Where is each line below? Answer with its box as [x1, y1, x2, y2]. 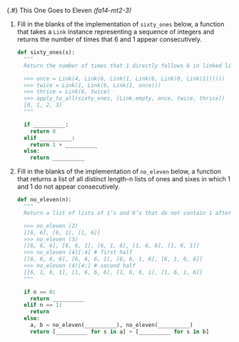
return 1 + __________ [30, 141, 98, 149]
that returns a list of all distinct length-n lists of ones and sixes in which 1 [16, 175, 231, 183]
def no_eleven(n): [16, 196, 72, 203]
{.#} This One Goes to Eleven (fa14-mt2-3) [6, 6, 132, 14]
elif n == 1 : [24, 301, 63, 309]
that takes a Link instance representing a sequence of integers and [16, 28, 215, 36]
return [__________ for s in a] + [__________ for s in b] [30, 328, 210, 335]
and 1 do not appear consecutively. [16, 182, 121, 191]
